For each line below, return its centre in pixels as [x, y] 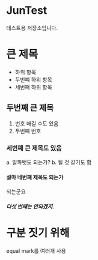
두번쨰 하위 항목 [33, 79]
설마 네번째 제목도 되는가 [35, 177]
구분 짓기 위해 [38, 233]
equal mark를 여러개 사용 [36, 250]
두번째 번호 [28, 131]
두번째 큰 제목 [30, 108]
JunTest [27, 11]
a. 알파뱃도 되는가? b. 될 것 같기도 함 [49, 162]
